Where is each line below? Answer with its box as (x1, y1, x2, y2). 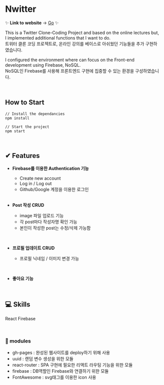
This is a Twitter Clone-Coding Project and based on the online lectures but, (5, 30, 159, 36)
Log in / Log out (19, 180, 52, 186)
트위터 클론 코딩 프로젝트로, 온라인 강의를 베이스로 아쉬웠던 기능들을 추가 (5, 40, 144, 46)
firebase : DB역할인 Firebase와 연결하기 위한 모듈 (12, 368, 109, 374)
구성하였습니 (135, 68, 159, 74)
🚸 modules (5, 338, 31, 345)
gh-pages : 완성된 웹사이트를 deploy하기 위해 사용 (12, 349, 110, 355)
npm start (5, 128, 26, 134)
